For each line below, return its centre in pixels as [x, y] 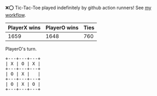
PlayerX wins [24, 28]
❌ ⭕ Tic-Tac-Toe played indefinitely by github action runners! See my [78, 8]
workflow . [16, 15]
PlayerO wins [62, 28]
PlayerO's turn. [21, 49]
